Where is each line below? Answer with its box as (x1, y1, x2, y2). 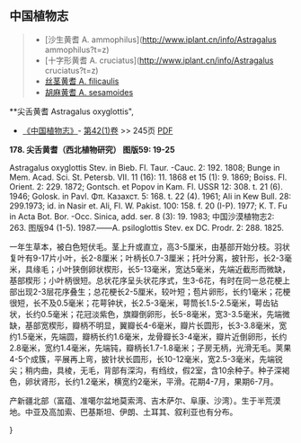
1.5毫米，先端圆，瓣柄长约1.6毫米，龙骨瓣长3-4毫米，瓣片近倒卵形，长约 (16, 331, 288, 341)
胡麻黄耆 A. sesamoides (44, 86, 134, 97)
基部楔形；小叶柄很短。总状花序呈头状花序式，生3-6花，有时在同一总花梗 (9, 275, 283, 286)
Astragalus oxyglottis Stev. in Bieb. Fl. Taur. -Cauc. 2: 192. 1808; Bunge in (9, 162, 280, 173)
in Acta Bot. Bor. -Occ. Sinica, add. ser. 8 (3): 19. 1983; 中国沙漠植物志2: (9, 210, 275, 222)
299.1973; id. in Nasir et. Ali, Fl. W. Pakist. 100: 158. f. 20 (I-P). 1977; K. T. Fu (9, 200, 288, 211)
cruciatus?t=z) (44, 65, 99, 75)
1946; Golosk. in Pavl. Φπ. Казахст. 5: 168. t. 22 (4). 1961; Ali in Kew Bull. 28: (9, 190, 292, 201)
